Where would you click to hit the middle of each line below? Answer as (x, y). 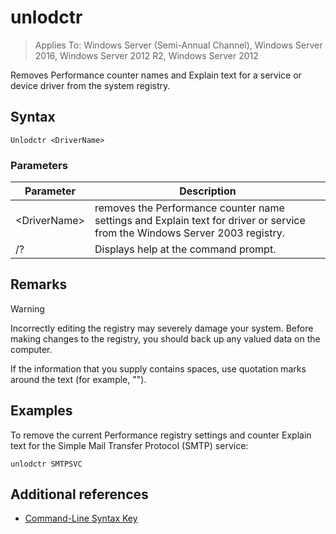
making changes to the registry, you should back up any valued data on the (165, 338)
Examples (41, 411)
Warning (27, 308)
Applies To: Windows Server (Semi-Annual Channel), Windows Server (178, 45)
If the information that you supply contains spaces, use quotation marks (158, 368)
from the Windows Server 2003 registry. (189, 233)
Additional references (79, 494)
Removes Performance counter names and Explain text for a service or (156, 75)
